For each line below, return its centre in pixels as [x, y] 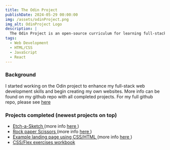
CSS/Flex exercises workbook [44, 142]
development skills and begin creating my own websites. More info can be [83, 91]
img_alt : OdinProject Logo [34, 24]
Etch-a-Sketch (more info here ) [46, 126]
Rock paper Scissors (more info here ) [52, 131]
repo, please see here [28, 102]
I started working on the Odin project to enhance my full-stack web [75, 86]
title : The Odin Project [31, 10]
